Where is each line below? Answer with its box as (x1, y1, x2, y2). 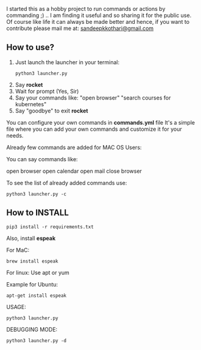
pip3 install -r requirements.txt (6, 224, 94, 230)
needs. (6, 131, 24, 139)
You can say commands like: (6, 155, 78, 162)
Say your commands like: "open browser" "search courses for (15, 94, 171, 101)
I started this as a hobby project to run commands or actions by (6, 5, 166, 12)
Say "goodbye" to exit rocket (15, 107, 88, 114)
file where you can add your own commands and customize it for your (6, 125, 182, 133)
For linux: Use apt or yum (6, 269, 70, 276)
